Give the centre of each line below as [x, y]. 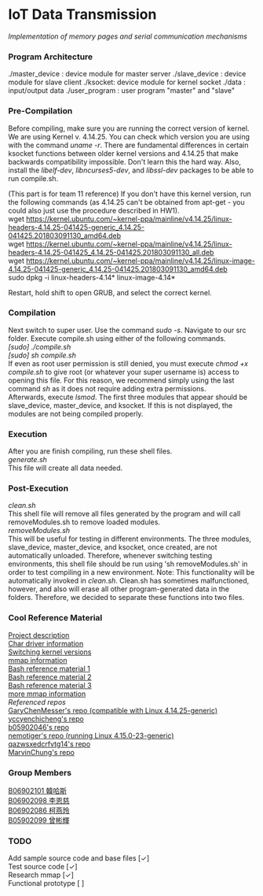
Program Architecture [51, 57]
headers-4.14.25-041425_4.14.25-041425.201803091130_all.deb [111, 252]
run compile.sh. [33, 178]
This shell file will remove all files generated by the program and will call [124, 514]
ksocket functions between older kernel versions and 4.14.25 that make [123, 153]
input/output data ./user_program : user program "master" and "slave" [122, 91]
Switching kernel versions [50, 652]
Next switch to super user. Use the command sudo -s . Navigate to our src [127, 330]
